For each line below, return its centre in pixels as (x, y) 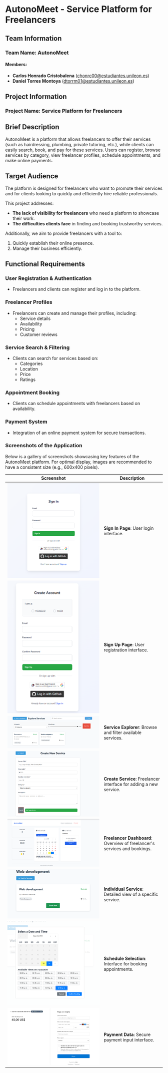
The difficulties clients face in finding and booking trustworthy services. (87, 223)
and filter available (122, 733)
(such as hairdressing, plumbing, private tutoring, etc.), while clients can (79, 144)
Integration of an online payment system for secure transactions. (79, 433)
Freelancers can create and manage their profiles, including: (74, 313)
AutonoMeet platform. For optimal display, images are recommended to (79, 462)
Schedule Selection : (125, 958)
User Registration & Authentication (48, 278)
